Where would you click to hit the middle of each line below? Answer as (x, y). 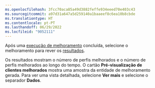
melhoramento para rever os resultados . (45, 50)
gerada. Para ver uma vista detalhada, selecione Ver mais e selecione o (77, 75)
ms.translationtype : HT (29, 18)
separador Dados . (23, 80)
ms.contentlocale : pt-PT (30, 23)
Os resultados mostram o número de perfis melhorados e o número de (76, 60)
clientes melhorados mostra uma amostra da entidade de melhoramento (78, 70)
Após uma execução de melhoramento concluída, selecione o (67, 45)
